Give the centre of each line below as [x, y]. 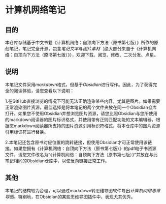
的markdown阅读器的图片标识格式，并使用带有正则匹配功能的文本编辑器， [81, 119]
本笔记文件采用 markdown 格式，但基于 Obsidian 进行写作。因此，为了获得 [79, 85]
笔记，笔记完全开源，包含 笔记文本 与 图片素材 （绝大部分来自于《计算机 [80, 49]
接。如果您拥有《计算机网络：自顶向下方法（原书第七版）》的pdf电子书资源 [81, 148]
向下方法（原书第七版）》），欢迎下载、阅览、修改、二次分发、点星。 [90, 55]
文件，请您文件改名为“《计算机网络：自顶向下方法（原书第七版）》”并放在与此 [82, 154]
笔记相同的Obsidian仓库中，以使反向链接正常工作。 [57, 161]
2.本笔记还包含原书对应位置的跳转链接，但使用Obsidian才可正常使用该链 [79, 142]
